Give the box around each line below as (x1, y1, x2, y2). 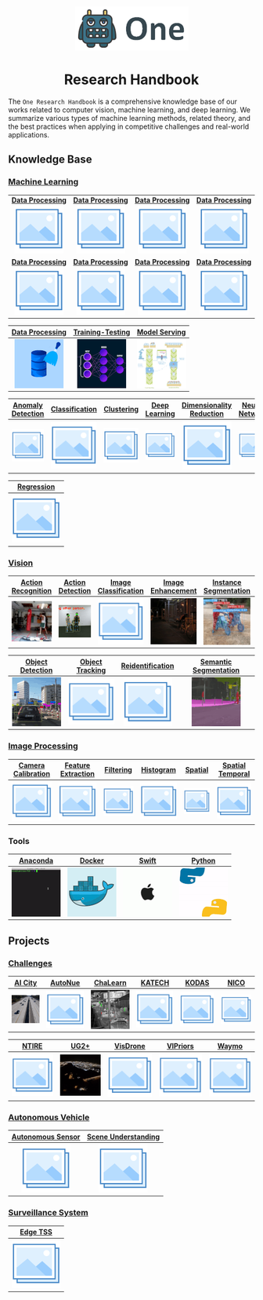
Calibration (13, 769, 51, 779)
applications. (8, 130, 49, 139)
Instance (212, 577, 242, 586)
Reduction (189, 408, 225, 418)
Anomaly (13, 400, 43, 410)
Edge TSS (20, 1227, 52, 1237)
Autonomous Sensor (11, 1132, 81, 1141)
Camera (18, 761, 45, 770)
